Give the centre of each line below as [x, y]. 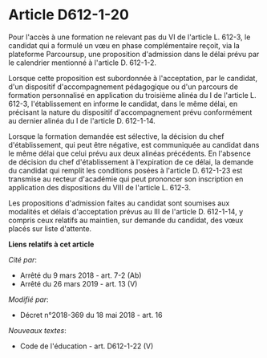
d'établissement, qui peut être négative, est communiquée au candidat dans [134, 144]
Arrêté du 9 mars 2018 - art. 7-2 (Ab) [81, 275]
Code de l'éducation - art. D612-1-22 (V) [87, 346]
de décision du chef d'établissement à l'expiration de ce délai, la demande [131, 161]
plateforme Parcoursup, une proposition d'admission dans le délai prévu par [134, 54]
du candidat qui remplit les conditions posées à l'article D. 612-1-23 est [125, 170]
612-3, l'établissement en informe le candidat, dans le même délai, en [123, 104]
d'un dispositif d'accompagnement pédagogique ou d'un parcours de [123, 87]
